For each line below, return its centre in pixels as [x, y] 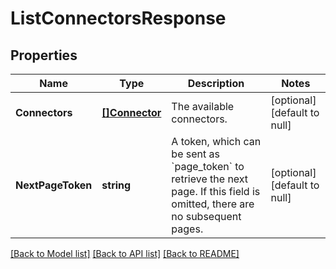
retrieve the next [210, 179]
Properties [44, 55]
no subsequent [206, 216]
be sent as [195, 154]
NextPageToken [54, 185]
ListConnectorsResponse [118, 18]
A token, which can [216, 141]
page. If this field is [216, 191]
